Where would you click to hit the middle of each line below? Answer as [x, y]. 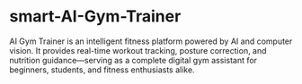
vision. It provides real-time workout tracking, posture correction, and [138, 50]
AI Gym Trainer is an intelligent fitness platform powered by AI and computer [151, 41]
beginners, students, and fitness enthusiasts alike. [102, 70]
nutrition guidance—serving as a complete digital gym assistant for [133, 60]
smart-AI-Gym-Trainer [95, 17]
